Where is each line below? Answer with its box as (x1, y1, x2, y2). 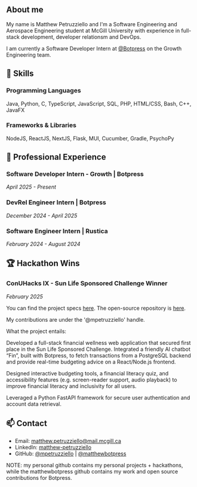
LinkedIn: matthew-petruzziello (14, 443, 91, 451)
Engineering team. (6, 51, 51, 58)
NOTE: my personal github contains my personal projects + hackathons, (6, 461, 183, 468)
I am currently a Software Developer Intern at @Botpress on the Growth (6, 45, 182, 52)
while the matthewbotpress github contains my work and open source (6, 468, 178, 475)
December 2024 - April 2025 (6, 212, 78, 219)
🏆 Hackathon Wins (6, 258, 80, 269)
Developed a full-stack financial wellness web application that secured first (6, 339, 191, 346)
